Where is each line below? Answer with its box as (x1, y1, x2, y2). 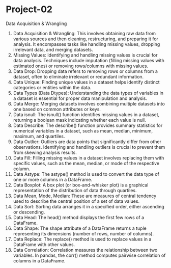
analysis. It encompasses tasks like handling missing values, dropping (13, 41, 160, 47)
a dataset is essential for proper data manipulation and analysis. (13, 95, 147, 101)
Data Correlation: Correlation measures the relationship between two (13, 247, 158, 253)
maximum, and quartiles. (13, 133, 65, 139)
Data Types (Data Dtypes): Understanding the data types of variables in (13, 90, 164, 96)
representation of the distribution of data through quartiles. (13, 187, 137, 193)
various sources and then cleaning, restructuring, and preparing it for (13, 36, 158, 42)
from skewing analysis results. (13, 149, 77, 155)
